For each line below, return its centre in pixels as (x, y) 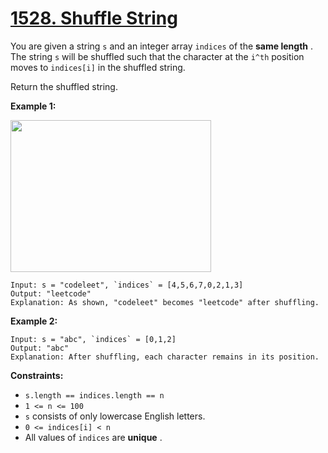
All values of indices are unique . (93, 437)
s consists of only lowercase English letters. (115, 416)
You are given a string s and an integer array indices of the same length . (161, 46)
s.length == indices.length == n (94, 395)
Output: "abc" (40, 348)
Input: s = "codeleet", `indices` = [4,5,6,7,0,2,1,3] (127, 285)
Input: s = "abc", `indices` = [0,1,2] (93, 339)
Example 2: (34, 321)
